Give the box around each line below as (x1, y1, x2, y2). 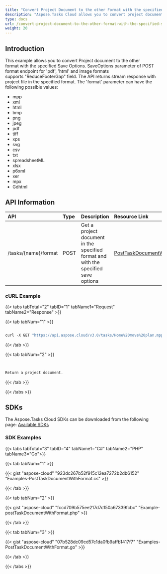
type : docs (5, 16, 28, 21)
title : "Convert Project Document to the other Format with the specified (5, 7, 164, 12)
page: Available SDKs (5, 422, 49, 428)
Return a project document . (5, 370, 64, 375)
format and (81, 252, 107, 259)
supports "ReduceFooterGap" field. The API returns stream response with (5, 73, 156, 79)
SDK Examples (5, 434, 41, 441)
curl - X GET (5, 333, 30, 338)
